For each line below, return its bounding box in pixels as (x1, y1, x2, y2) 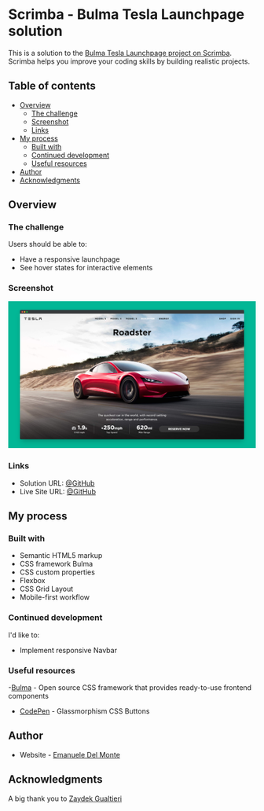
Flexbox (19, 576, 46, 585)
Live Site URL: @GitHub (19, 486, 97, 496)
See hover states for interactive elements (19, 263, 153, 273)
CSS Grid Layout (19, 584, 74, 594)
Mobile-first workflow (19, 593, 90, 602)
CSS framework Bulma (19, 560, 93, 569)
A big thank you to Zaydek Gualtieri (8, 794, 123, 803)
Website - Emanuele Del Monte (19, 750, 120, 759)
